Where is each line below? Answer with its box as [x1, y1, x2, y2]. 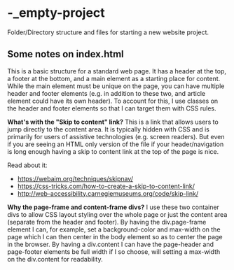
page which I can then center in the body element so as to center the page [7, 232, 223, 241]
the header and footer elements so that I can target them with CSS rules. [7, 104, 216, 113]
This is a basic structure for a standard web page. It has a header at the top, [7, 66, 226, 75]
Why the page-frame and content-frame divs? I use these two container [7, 203, 219, 211]
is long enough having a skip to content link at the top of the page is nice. [7, 147, 219, 155]
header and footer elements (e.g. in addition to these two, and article [7, 89, 206, 97]
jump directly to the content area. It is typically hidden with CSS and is [7, 125, 210, 134]
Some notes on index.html [7, 48, 124, 60]
